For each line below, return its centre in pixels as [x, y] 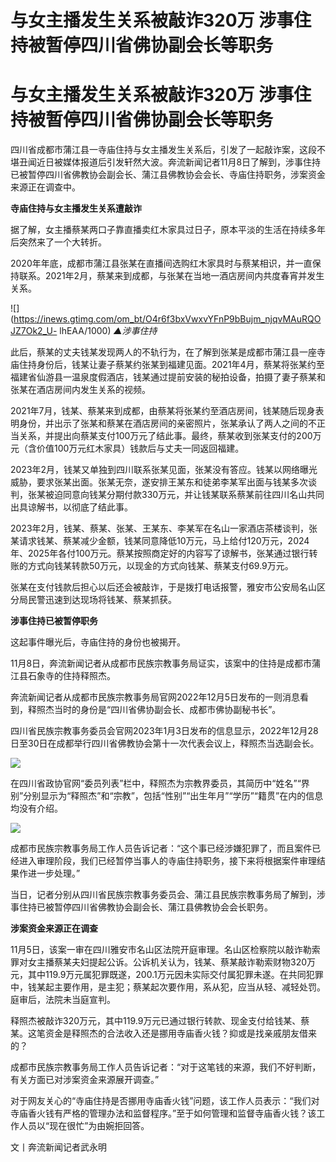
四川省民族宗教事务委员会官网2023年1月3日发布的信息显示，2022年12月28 [164, 731]
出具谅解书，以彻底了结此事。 [71, 507]
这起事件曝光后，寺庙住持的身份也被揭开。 [98, 642]
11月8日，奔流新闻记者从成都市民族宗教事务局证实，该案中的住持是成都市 [161, 663]
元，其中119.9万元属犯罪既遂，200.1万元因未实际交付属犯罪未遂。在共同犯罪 [167, 975]
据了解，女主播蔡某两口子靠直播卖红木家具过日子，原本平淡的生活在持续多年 [168, 230]
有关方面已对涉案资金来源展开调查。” [85, 1080]
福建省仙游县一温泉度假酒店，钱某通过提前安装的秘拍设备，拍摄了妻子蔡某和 [168, 377]
